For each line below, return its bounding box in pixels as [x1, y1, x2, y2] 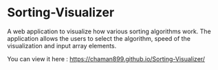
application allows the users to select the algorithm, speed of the [7, 34, 191, 42]
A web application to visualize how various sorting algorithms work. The [7, 27, 211, 35]
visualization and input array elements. [7, 41, 117, 50]
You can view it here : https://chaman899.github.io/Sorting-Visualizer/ [7, 54, 205, 63]
